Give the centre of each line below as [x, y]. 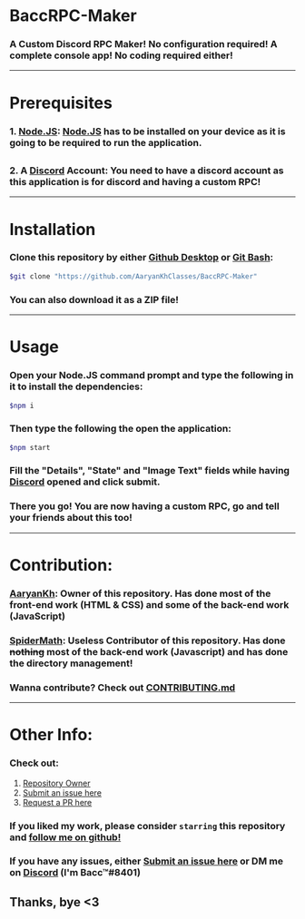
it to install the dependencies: [76, 386]
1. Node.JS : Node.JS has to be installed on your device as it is [148, 131]
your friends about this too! [71, 518]
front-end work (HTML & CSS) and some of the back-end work [149, 604]
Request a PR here [57, 802]
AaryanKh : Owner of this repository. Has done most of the [140, 593]
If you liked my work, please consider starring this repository [148, 826]
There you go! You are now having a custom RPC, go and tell [144, 506]
